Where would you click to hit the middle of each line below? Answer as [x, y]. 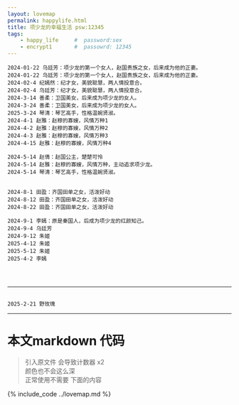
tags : [15, 34]
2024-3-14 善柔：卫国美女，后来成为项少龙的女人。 [74, 98]
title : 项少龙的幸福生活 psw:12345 [56, 27]
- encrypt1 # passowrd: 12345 [76, 47]
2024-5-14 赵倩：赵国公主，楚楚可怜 [55, 157]
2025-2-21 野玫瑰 [31, 304]
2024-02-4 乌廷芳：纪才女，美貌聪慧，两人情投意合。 [76, 90]
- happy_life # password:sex [71, 40]
